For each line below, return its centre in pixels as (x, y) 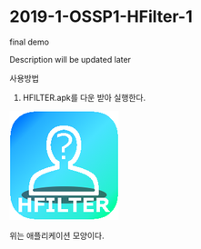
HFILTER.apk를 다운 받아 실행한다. (84, 97)
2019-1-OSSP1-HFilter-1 (101, 17)
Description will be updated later (70, 59)
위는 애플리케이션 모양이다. (57, 235)
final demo (30, 42)
